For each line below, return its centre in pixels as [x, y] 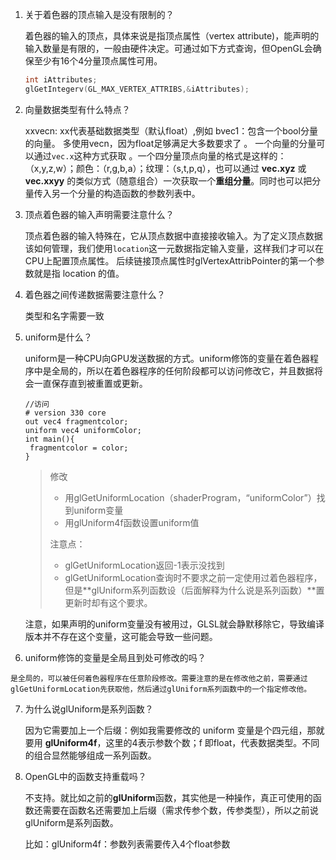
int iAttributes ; [61, 80]
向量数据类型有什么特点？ [77, 109]
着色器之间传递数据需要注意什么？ [95, 294]
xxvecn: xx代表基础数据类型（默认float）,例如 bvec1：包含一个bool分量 [171, 130]
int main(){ [49, 439]
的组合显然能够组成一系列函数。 [90, 755]
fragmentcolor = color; [79, 448]
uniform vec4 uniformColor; [83, 430]
